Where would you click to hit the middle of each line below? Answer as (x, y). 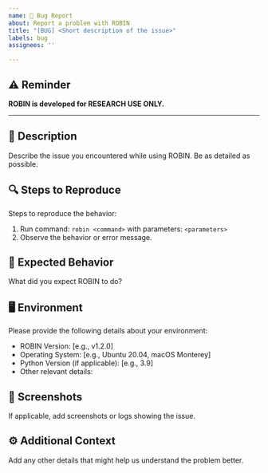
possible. (23, 164)
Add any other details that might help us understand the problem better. (126, 460)
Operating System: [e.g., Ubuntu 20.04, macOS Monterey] (115, 355)
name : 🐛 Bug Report (41, 16)
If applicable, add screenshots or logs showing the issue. (102, 416)
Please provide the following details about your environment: (108, 331)
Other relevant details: (56, 372)
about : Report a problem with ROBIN (69, 23)
